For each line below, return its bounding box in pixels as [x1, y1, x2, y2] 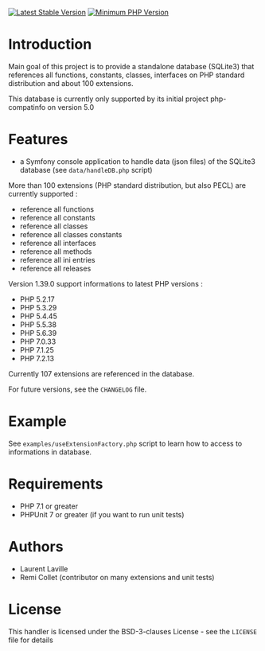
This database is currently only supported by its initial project [8, 94, 209, 103]
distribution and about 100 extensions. [8, 78, 134, 88]
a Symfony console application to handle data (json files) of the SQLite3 [19, 156, 256, 166]
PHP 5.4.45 [19, 311, 57, 321]
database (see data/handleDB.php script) [19, 165, 153, 174]
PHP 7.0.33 [19, 337, 57, 346]
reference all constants [19, 212, 95, 222]
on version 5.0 [47, 102, 95, 111]
